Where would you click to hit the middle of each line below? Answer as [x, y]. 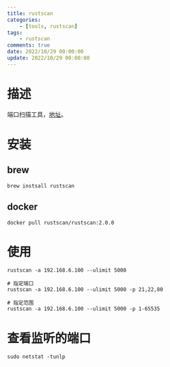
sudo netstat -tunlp [37, 357]
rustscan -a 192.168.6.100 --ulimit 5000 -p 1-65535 [84, 309]
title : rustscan [30, 13]
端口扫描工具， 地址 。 [37, 114]
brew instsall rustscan [41, 186]
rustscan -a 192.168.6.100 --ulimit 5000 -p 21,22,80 [85, 290]
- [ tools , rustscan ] [48, 26]
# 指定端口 [20, 284]
